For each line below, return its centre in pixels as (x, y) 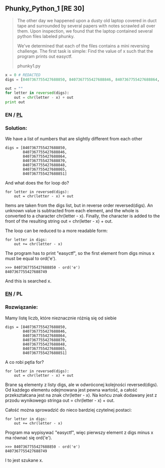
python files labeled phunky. (46, 36)
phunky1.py (29, 66)
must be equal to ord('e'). (31, 259)
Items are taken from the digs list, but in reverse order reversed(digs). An (79, 205)
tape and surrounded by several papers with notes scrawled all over (86, 26)
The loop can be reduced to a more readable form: (56, 231)
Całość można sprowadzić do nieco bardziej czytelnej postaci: (68, 410)
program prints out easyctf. (45, 56)
